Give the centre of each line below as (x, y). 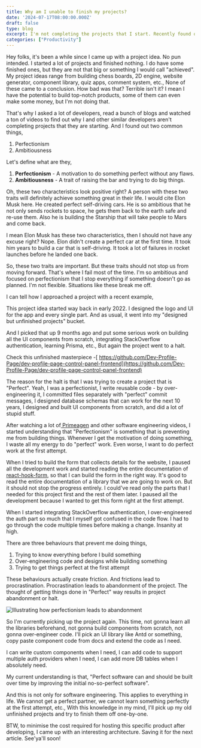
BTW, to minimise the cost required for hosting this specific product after (96, 725)
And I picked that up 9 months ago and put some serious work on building (97, 333)
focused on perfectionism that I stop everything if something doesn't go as (98, 279)
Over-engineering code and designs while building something (91, 561)
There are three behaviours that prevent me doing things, (77, 543)
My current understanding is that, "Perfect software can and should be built (100, 677)
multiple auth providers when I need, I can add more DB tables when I (92, 659)
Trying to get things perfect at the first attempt (72, 567)
